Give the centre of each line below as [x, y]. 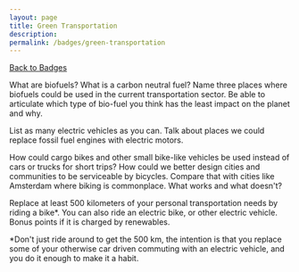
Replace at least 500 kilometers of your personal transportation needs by [144, 203]
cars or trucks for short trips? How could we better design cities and [135, 167]
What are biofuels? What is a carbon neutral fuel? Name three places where [149, 85]
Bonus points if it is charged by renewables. [90, 222]
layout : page [33, 17]
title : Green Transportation [63, 26]
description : [33, 34]
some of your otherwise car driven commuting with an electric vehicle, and [147, 249]
